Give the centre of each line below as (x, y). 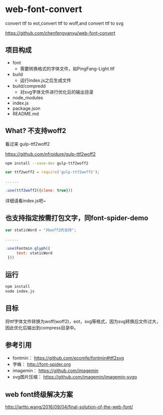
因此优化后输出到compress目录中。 (42, 328)
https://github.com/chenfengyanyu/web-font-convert (60, 33)
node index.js (20, 291)
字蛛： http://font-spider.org (42, 365)
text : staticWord (34, 253)
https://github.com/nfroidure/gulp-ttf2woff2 (51, 154)
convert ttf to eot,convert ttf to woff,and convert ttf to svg (64, 23)
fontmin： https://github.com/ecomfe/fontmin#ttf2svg (68, 358)
